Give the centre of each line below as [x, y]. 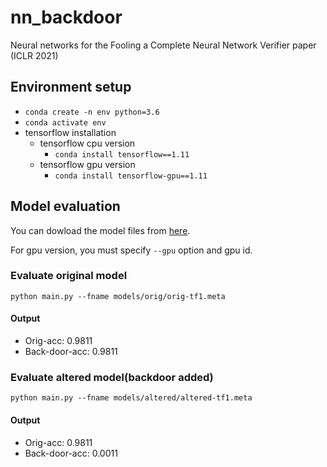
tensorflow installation [70, 132]
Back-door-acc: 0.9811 [71, 352]
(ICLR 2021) [34, 55]
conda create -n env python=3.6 [92, 112]
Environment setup [71, 87]
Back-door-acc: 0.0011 [71, 453]
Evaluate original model [69, 276]
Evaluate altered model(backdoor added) [112, 377]
